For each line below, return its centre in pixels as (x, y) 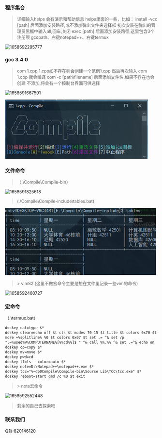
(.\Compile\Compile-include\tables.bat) (56, 201)
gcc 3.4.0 (16, 60)
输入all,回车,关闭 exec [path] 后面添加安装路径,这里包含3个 (96, 31)
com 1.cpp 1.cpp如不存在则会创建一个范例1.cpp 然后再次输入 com (82, 71)
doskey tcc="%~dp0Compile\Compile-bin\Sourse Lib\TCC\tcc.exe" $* (73, 372)
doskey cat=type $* (25, 328)
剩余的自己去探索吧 (36, 406)
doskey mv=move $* (23, 352)
